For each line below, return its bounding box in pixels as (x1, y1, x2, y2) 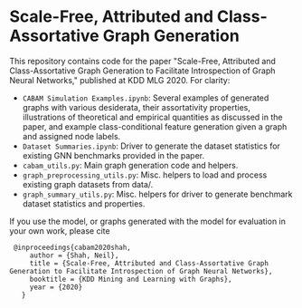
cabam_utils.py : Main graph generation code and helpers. (22, 159, 239, 170)
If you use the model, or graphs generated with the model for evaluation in (9, 216, 287, 226)
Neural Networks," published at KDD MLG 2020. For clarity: (9, 74, 231, 85)
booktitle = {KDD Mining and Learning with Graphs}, (29, 274, 232, 284)
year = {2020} (29, 283, 83, 292)
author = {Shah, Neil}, (29, 251, 119, 260)
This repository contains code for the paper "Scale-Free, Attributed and (9, 55, 276, 66)
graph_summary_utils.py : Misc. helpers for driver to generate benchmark (22, 188, 293, 199)
